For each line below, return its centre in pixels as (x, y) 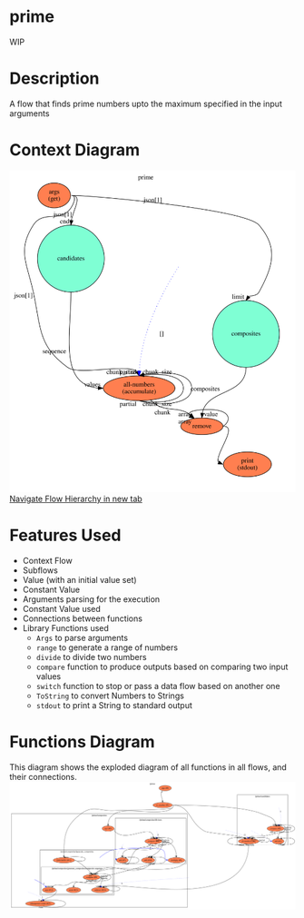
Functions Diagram (83, 742)
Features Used (65, 535)
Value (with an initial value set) (80, 579)
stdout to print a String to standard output (114, 705)
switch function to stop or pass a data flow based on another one (158, 686)
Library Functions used (65, 627)
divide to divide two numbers (91, 656)
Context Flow (47, 560)
